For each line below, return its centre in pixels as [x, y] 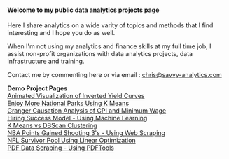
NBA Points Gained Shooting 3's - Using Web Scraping [86, 133]
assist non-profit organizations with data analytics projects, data [100, 54]
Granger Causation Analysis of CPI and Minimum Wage [87, 111]
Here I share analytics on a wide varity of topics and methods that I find [110, 25]
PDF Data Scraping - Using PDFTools [61, 148]
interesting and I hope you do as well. [61, 33]
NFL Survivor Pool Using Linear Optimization [71, 141]
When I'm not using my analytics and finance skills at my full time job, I [109, 46]
